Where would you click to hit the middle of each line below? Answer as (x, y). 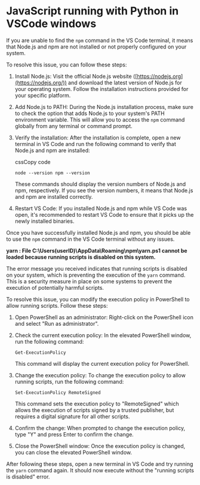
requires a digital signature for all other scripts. (72, 416)
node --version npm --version (53, 173)
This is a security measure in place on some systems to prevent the (89, 281)
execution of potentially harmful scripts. (55, 287)
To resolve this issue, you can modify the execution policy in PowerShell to (98, 299)
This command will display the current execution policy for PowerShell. (102, 363)
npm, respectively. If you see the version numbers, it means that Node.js (104, 190)
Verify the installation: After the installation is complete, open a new (98, 137)
